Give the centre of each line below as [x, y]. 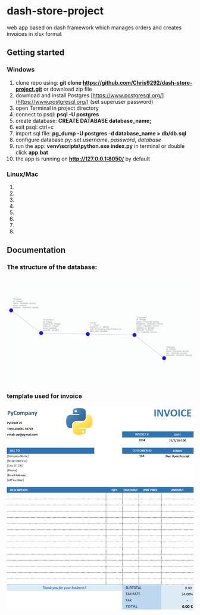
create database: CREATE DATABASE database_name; [83, 120]
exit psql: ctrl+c [35, 127]
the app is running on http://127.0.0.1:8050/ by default [83, 159]
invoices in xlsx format [34, 33]
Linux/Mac [23, 174]
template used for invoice [44, 396]
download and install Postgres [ [54, 95]
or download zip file [68, 89]
